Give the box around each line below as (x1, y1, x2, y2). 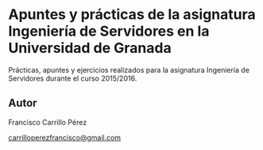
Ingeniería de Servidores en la (8, 22, 210, 40)
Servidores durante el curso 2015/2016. (8, 73, 137, 83)
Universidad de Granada (8, 39, 172, 57)
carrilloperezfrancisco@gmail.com (8, 133, 122, 142)
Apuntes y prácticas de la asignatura (8, 6, 256, 24)
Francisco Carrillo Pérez (8, 117, 87, 127)
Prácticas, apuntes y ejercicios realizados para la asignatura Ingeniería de (8, 65, 250, 74)
